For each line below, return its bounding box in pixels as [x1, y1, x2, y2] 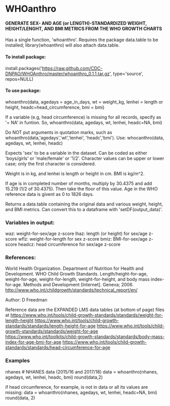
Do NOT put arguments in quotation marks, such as [5, 129, 112, 135]
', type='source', [109, 71, 143, 77]
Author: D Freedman [5, 297, 48, 303]
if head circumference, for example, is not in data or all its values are [5, 384, 148, 390]
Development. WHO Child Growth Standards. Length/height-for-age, [5, 271, 148, 277]
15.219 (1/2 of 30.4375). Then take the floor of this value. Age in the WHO [5, 186, 158, 192]
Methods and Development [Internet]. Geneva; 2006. [23, 282, 134, 288]
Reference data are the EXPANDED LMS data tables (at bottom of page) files [5, 307, 164, 313]
